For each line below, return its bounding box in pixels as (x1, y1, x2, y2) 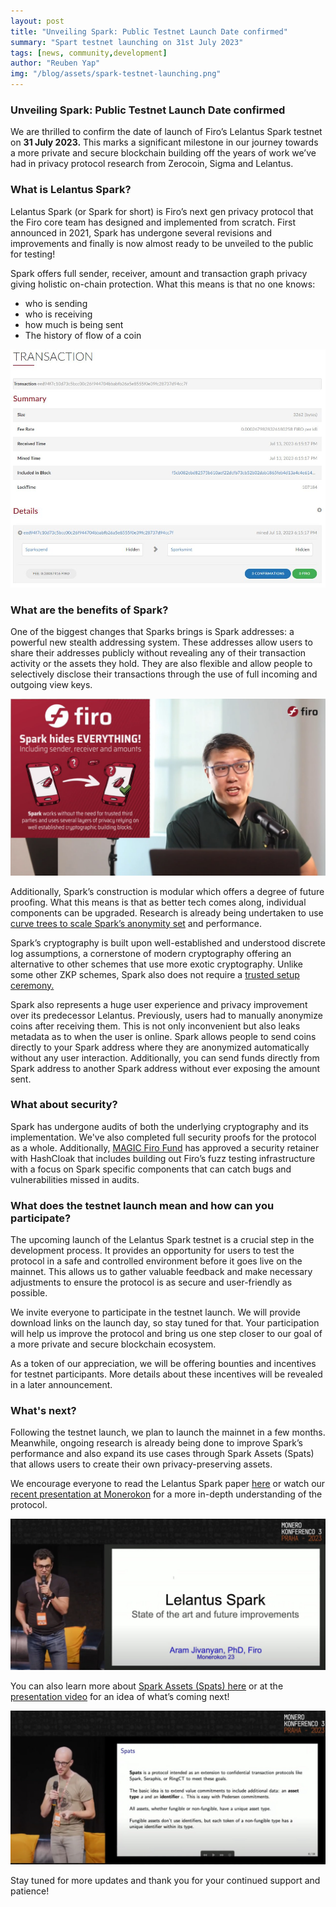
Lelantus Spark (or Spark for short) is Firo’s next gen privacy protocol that (10, 205, 314, 217)
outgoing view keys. (10, 679, 93, 691)
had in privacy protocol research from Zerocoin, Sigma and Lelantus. (10, 158, 294, 170)
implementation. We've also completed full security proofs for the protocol (10, 1131, 317, 1143)
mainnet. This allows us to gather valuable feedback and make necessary (10, 1266, 313, 1278)
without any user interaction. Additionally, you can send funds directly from (10, 1051, 320, 1064)
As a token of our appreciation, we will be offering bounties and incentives (10, 1358, 317, 1370)
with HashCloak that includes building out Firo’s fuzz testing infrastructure (10, 1152, 316, 1164)
